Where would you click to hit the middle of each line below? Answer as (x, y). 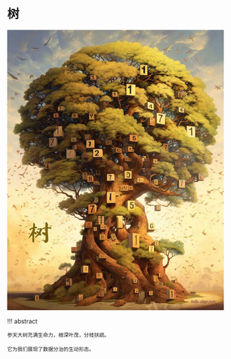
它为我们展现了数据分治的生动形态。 (51, 349)
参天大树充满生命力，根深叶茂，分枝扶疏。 (58, 335)
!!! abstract (22, 321)
